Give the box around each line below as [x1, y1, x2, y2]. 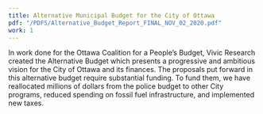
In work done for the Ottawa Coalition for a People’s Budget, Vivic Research [8, 48, 256, 58]
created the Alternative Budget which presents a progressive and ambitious [8, 56, 256, 66]
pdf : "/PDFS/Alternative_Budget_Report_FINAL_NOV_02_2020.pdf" [8, 19, 222, 27]
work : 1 [8, 26, 34, 34]
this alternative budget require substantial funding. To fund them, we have [8, 73, 251, 83]
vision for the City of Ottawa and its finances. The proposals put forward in [8, 65, 253, 74]
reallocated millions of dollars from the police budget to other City [8, 82, 224, 91]
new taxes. [8, 98, 44, 108]
